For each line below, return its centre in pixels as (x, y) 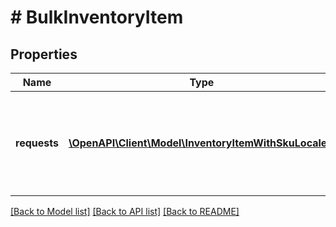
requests (37, 143)
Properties (44, 54)
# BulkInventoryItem (97, 17)
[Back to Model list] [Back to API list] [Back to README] (125, 211)
